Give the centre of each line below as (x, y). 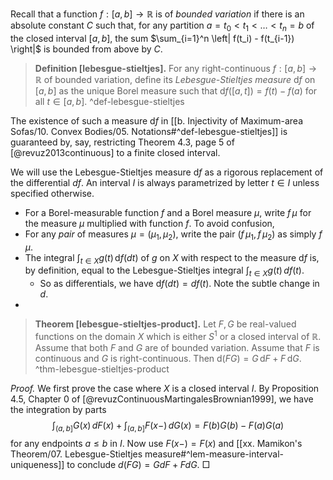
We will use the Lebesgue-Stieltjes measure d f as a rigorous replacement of (167, 172)
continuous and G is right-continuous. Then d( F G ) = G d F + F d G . (168, 358)
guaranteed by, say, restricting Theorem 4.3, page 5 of (122, 142)
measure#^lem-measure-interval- (214, 454)
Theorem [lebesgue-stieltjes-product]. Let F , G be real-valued (165, 324)
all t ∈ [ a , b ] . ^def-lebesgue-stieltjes (109, 101)
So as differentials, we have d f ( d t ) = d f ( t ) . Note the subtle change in (179, 284)
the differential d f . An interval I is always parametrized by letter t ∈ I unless (165, 182)
